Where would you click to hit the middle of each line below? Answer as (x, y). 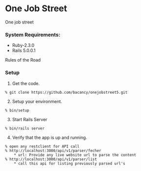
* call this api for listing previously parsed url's (70, 163)
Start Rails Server (30, 119)
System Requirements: (33, 35)
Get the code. (26, 83)
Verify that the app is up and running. (50, 137)
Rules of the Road (23, 60)
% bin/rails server (25, 128)
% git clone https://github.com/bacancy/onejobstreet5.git (66, 92)
